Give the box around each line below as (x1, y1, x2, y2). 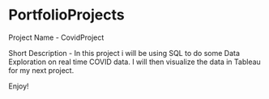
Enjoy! (8, 81, 30, 91)
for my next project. (8, 65, 75, 75)
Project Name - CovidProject (8, 32, 105, 42)
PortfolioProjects (8, 6, 125, 24)
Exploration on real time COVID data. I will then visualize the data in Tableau (8, 57, 261, 67)
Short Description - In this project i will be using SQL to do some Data (8, 48, 241, 58)
